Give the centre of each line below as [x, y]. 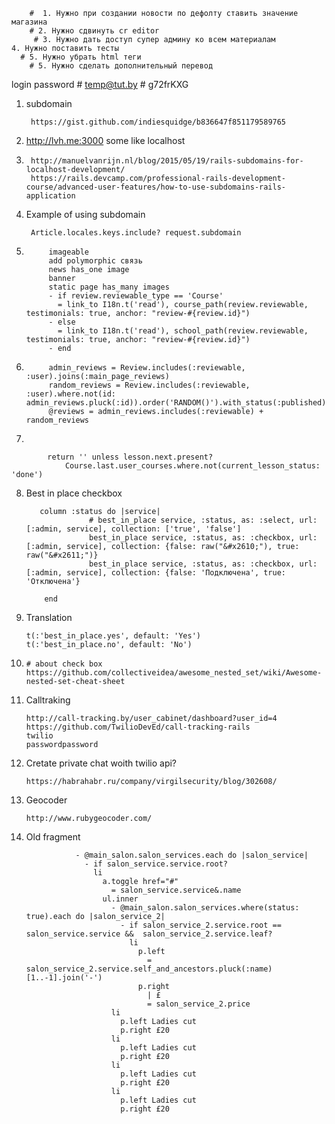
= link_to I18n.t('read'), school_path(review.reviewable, [183, 331]
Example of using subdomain [85, 214]
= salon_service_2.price [199, 1004]
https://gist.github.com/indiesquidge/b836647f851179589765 [158, 122]
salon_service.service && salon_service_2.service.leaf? [149, 934]
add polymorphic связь [95, 261]
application [50, 196]
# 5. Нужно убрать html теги [81, 57]
